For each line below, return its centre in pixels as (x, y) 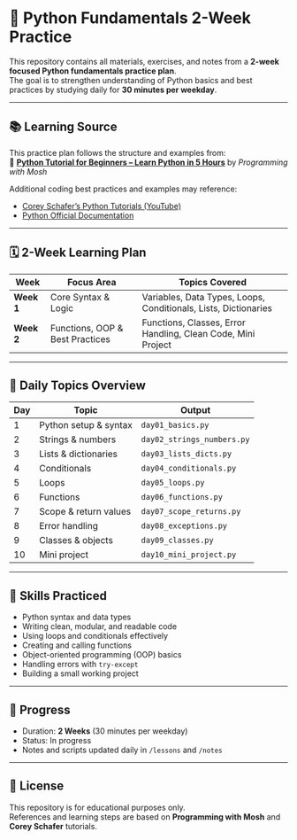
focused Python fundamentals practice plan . (93, 71)
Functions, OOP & (87, 328)
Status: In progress (57, 740)
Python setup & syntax (86, 425)
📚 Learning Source (63, 127)
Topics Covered (213, 282)
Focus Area (92, 282)
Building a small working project (80, 673)
